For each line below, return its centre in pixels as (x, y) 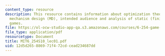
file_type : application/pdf (34, 32)
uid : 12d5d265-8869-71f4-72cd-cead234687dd (50, 46)
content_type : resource (29, 9)
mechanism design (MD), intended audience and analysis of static (79, 19)
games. (16, 23)
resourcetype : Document (29, 37)
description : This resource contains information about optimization (78, 14)
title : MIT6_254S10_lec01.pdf (36, 41)
